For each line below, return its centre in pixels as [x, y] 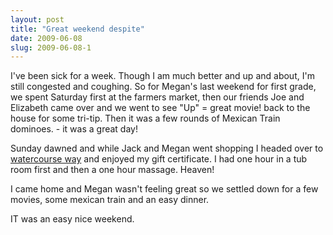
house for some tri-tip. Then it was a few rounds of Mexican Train [145, 118]
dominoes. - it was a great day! [74, 129]
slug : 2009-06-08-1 [51, 47]
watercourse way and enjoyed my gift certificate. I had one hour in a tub [159, 159]
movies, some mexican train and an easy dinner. [110, 200]
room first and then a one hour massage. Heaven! [112, 170]
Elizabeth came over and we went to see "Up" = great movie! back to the [160, 108]
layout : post [37, 19]
